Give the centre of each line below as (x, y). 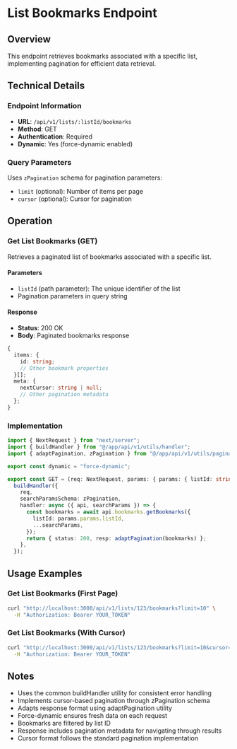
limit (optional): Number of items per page (80, 191)
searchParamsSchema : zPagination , (71, 499)
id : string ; (37, 361)
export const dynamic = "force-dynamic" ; (69, 466)
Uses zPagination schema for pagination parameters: (85, 178)
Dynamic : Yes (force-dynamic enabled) (75, 144)
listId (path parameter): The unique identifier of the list (99, 289)
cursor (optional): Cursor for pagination (75, 199)
